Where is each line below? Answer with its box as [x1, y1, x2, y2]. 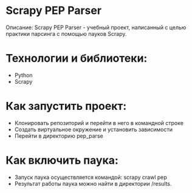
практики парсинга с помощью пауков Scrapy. [5, 30, 127, 37]
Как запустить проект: [5, 100, 127, 113]
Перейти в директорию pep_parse [14, 132, 104, 140]
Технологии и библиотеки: [5, 52, 148, 66]
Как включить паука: [5, 154, 119, 167]
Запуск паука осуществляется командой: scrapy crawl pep [14, 174, 168, 181]
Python [14, 71, 33, 79]
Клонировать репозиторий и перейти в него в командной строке [14, 119, 183, 126]
